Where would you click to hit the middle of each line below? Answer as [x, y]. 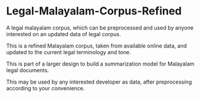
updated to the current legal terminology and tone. [68, 52]
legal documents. [28, 70]
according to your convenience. [46, 88]
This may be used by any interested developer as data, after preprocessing [99, 82]
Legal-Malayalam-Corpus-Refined [94, 11]
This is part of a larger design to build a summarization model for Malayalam [100, 64]
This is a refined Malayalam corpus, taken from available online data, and [97, 46]
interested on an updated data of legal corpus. [64, 34]
